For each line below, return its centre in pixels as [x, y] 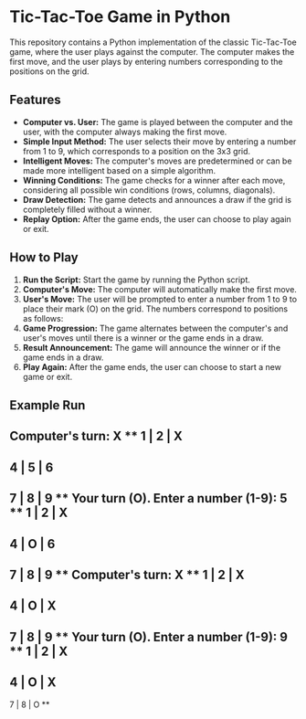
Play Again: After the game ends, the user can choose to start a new [152, 366]
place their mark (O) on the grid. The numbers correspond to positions [155, 309]
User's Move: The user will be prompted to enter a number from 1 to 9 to [160, 299]
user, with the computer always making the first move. [125, 132]
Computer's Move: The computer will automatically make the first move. [159, 289]
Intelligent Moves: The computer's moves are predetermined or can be [157, 161]
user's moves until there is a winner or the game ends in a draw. [143, 338]
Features [35, 100]
